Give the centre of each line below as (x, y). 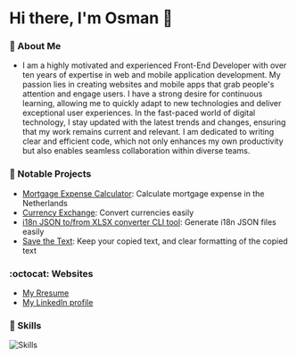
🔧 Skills (25, 325)
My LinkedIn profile (58, 303)
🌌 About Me (35, 46)
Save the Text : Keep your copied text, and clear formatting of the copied (155, 241)
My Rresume (45, 293)
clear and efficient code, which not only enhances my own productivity (153, 141)
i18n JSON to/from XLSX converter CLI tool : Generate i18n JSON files (149, 221)
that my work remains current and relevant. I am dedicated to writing (148, 132)
